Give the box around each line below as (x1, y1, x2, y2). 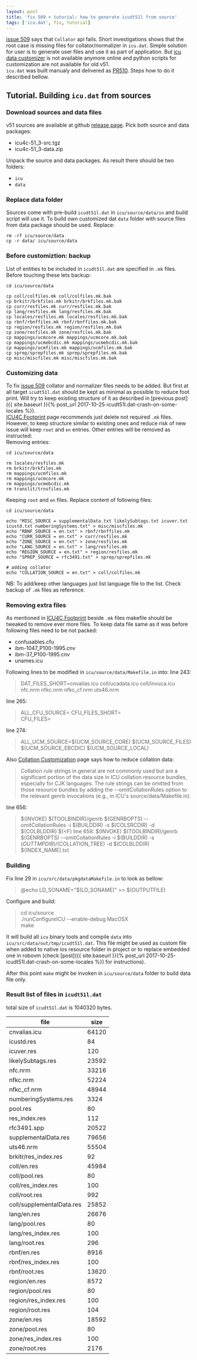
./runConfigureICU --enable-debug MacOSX (20, 915, 129, 922)
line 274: (6, 727, 27, 734)
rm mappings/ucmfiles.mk (6, 470, 67, 477)
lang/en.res (9, 1210, 41, 1218)
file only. (6, 975, 27, 983)
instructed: (6, 432, 32, 439)
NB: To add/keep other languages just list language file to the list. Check (6, 580, 181, 587)
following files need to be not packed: (6, 627, 98, 634)
